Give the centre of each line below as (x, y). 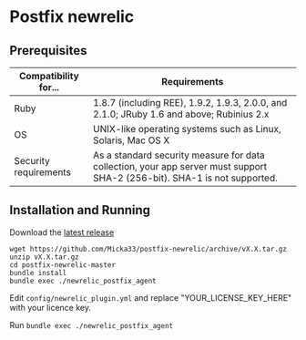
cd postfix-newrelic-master (63, 265)
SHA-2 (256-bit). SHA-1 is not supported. (185, 178)
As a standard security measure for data (179, 155)
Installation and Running (80, 210)
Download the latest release (62, 232)
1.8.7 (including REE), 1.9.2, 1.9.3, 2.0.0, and (190, 103)
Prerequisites (48, 51)
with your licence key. (50, 307)
